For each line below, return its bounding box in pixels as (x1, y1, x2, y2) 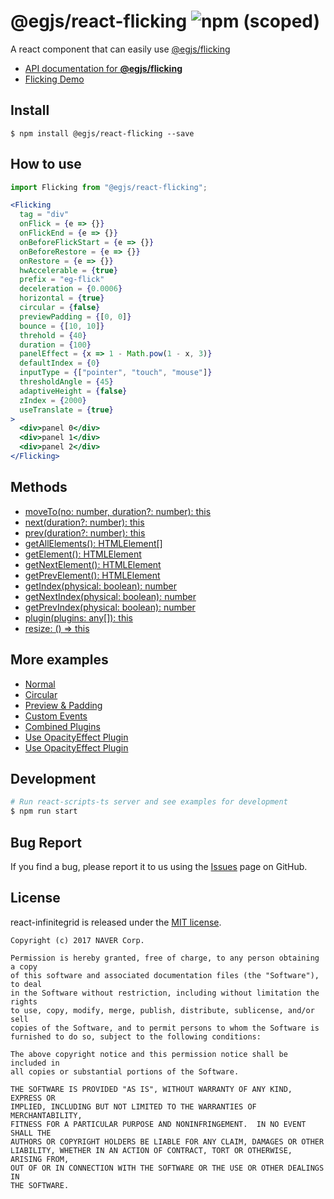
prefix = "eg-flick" (19, 275, 105, 285)
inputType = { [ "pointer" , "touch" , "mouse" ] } (19, 368, 213, 378)
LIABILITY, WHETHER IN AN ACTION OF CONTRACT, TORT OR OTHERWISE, (10, 1145, 293, 1155)
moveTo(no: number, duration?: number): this (24, 505, 212, 517)
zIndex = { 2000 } (19, 395, 87, 405)
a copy (10, 961, 38, 972)
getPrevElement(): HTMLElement (24, 569, 161, 581)
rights (10, 996, 38, 1007)
